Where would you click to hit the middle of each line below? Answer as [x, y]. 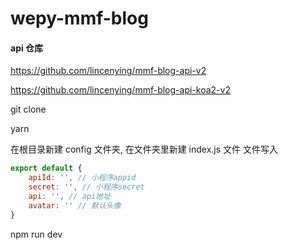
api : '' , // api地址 [69, 197]
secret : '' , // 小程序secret [86, 187]
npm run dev [36, 234]
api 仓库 [27, 48]
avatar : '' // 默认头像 [75, 205]
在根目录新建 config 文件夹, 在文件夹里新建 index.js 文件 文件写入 [144, 149]
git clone [28, 109]
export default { [46, 168]
